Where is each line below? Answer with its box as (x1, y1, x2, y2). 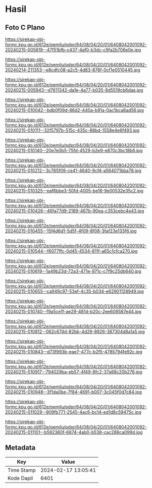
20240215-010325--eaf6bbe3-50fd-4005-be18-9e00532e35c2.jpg (5, 188, 144, 194)
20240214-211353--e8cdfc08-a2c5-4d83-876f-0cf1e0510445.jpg (5, 67, 141, 73)
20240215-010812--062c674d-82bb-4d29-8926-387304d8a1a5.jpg (5, 328, 145, 334)
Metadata (5, 443, 36, 452)
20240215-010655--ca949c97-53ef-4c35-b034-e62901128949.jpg (5, 288, 144, 294)
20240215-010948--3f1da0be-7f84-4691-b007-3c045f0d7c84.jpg (5, 389, 142, 395)
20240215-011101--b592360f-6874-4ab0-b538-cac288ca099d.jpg (5, 430, 143, 435)
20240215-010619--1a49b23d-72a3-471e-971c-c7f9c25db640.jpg (5, 269, 142, 274)
